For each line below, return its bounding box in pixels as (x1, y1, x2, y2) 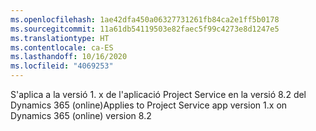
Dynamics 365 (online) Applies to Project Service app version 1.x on (10, 99, 288, 111)
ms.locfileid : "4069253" (10, 61, 114, 71)
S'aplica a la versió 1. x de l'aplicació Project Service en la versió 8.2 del (10, 89, 307, 100)
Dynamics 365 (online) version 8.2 (10, 110, 152, 121)
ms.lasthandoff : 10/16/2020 (10, 52, 128, 62)
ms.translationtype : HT (10, 33, 110, 43)
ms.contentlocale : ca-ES (10, 42, 114, 53)
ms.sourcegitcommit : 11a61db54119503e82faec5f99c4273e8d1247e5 (10, 24, 280, 34)
